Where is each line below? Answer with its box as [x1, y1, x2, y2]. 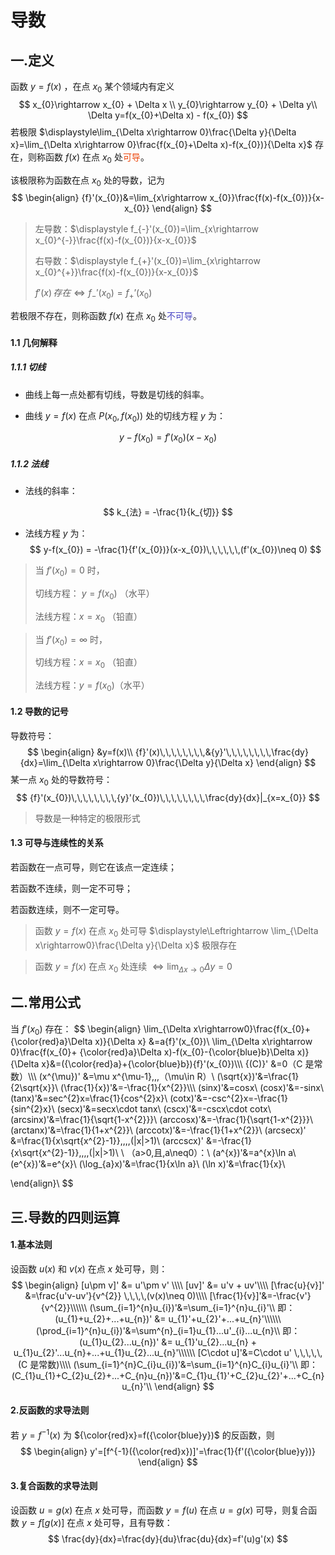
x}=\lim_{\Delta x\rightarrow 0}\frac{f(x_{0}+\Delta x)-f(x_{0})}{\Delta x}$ [10, 138, 313, 150]
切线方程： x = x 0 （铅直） [34, 656, 143, 671]
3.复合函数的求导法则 [10, 1480, 98, 1492]
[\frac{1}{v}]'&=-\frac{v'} [209, 1289, 312, 1301]
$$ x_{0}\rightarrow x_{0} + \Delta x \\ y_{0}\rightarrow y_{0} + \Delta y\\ [18, 98, 318, 110]
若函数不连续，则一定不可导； [10, 882, 133, 895]
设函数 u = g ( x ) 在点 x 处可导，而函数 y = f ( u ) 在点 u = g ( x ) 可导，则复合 [10, 1504, 309, 1516]
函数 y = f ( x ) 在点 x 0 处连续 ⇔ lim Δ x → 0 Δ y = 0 [34, 960, 233, 975]
